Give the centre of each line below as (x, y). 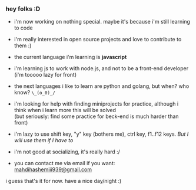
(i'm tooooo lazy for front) (45, 75)
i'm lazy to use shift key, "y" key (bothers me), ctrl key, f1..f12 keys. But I (101, 134)
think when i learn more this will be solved (65, 110)
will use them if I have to (44, 140)
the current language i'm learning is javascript (70, 57)
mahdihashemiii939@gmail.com (53, 169)
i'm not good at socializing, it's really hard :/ (67, 152)
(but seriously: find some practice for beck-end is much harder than (96, 116)
